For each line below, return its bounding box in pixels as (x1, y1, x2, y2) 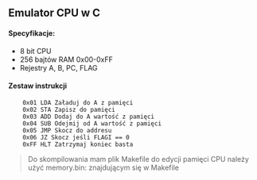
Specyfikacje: (8, 28, 56, 38)
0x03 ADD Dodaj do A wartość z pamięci (22, 113, 155, 121)
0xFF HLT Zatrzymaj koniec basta (22, 140, 134, 148)
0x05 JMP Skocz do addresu (22, 126, 112, 134)
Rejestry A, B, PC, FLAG (19, 63, 98, 72)
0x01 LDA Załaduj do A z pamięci (22, 98, 134, 106)
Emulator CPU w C (8, 6, 101, 20)
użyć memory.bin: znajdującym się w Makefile (27, 163, 179, 172)
